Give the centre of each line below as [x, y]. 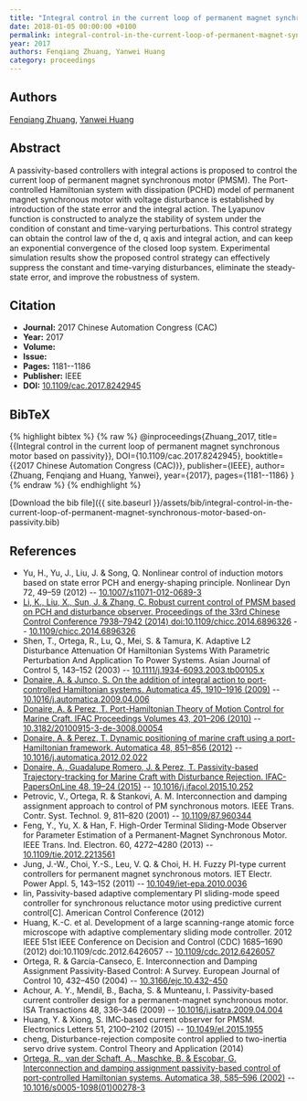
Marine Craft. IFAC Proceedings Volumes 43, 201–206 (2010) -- [142, 719]
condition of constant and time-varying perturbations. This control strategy [151, 228]
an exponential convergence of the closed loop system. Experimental [140, 248]
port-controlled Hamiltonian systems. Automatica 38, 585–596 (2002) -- [159, 1078]
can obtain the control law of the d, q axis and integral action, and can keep [152, 238]
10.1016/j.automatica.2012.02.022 [85, 757]
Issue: [35, 356]
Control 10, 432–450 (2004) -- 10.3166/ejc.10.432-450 [125, 981]
